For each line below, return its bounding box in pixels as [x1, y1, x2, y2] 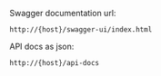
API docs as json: [9, 41, 75, 52]
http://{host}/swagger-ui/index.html [9, 25, 153, 34]
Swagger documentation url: [9, 8, 116, 18]
